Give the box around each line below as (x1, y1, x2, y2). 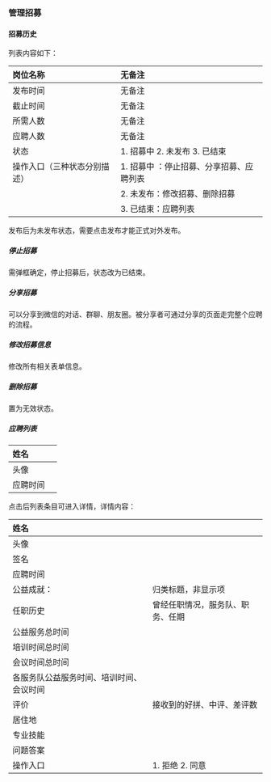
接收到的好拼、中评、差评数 (152, 699, 258, 710)
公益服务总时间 (12, 626, 70, 637)
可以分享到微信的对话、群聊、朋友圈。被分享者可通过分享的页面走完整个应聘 (8, 310, 263, 319)
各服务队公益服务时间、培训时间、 (12, 671, 143, 683)
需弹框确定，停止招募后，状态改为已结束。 (8, 268, 150, 277)
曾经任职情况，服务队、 (152, 598, 242, 610)
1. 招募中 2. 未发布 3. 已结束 (120, 146, 227, 157)
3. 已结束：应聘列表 (120, 204, 195, 215)
